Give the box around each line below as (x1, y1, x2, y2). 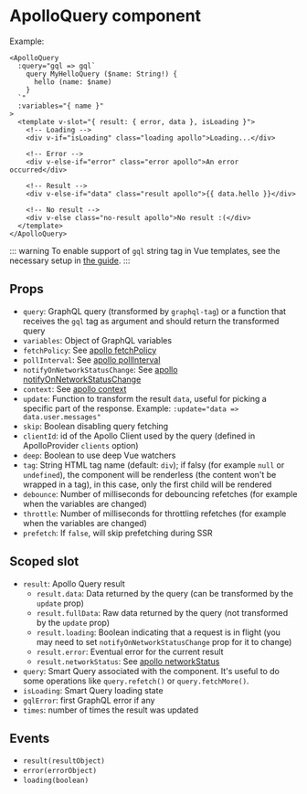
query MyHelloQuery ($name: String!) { (26, 69, 178, 79)
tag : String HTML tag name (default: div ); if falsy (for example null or (22, 459, 285, 471)
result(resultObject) (22, 757, 105, 766)
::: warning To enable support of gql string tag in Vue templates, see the (9, 245, 281, 256)
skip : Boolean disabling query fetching (22, 420, 169, 431)
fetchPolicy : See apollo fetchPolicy (22, 344, 157, 355)
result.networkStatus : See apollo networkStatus (36, 655, 220, 667)
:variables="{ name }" (17, 101, 104, 111)
